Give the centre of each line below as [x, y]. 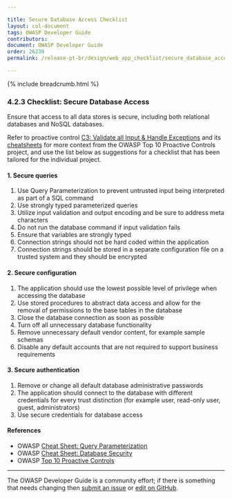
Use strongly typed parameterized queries [77, 205]
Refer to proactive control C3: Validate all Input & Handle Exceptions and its [114, 138]
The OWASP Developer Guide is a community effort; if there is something [111, 480]
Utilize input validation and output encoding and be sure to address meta [120, 213]
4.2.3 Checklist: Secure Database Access [78, 102]
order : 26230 [26, 52]
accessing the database [51, 295]
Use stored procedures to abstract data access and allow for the [109, 303]
